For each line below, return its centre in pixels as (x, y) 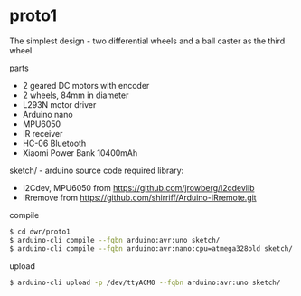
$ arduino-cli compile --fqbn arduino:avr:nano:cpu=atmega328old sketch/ (151, 248)
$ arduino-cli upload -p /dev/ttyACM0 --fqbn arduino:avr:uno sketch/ (145, 282)
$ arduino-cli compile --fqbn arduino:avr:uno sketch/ (115, 240)
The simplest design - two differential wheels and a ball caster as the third (147, 41)
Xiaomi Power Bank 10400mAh (80, 153)
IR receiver (42, 133)
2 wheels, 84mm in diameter (75, 95)
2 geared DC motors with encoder (86, 85)
